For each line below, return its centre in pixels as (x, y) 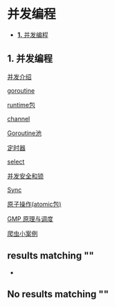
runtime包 (21, 105)
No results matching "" (58, 294)
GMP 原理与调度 (30, 218)
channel (19, 119)
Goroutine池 (24, 133)
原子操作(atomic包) (34, 204)
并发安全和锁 (25, 176)
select (16, 161)
